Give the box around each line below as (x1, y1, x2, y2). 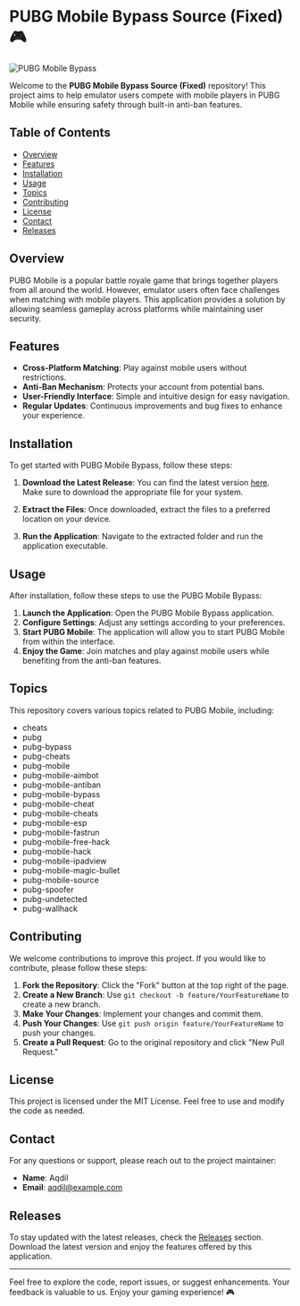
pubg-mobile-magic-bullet (21, 864, 121, 875)
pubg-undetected (21, 893, 87, 904)
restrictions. (21, 372, 67, 382)
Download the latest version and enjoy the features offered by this (9, 1242, 253, 1252)
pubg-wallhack (21, 903, 79, 914)
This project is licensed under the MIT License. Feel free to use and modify (9, 1095, 285, 1107)
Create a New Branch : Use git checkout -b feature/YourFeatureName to (21, 989, 289, 1000)
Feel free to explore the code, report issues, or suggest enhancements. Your (9, 1276, 290, 1287)
